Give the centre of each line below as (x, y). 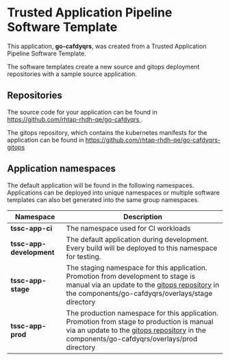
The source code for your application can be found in (82, 112)
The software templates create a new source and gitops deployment (103, 66)
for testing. (84, 256)
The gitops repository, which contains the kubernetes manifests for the (107, 132)
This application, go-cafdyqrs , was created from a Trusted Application (107, 46)
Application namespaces (62, 169)
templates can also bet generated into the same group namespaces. (103, 199)
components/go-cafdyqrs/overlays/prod (132, 338)
